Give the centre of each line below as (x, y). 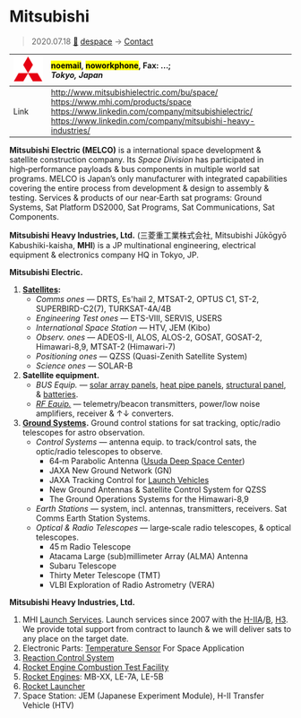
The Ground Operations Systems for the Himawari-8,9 (149, 499)
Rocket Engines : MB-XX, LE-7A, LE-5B (93, 677)
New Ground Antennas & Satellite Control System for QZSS (158, 489)
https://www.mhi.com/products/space (121, 101)
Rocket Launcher (54, 687)
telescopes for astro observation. (83, 433)
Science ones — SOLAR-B (84, 366)
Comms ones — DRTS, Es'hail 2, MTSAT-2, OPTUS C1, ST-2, (147, 299)
